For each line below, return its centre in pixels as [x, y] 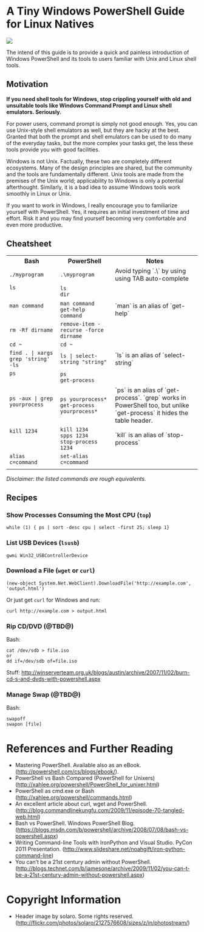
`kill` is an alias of [139, 434]
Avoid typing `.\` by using [151, 270]
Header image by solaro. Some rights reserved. [74, 916]
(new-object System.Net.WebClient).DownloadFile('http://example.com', [99, 583]
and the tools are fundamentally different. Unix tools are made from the [95, 174]
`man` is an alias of [142, 306]
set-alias [74, 456]
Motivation [27, 84]
